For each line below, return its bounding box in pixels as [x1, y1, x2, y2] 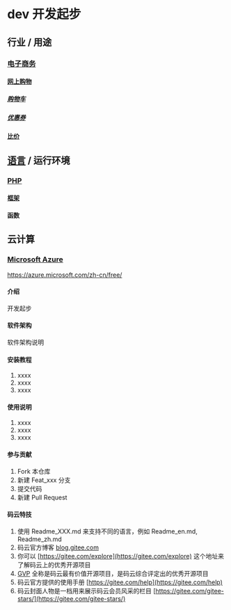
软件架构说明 [7, 338, 44, 346]
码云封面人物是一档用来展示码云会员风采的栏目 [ [17, 586, 156, 595]
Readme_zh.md [17, 535, 63, 543]
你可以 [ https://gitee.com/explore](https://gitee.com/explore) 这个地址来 [17, 552, 225, 560]
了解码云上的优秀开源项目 [17, 561, 91, 569]
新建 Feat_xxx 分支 [17, 476, 71, 484]
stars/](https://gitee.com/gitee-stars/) [17, 594, 126, 602]
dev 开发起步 [7, 6, 81, 22]
